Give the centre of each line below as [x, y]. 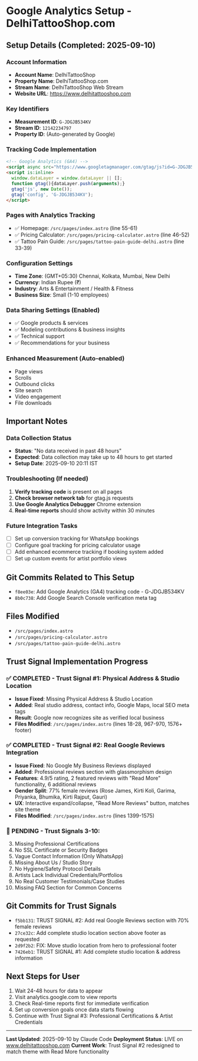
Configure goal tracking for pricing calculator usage [77, 545]
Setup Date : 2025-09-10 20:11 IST [56, 464]
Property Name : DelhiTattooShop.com [61, 81]
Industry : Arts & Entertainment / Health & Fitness [74, 289]
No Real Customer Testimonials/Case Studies [70, 881]
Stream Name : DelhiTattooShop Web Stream [69, 87]
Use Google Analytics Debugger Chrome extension [78, 504]
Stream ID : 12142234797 [43, 128]
